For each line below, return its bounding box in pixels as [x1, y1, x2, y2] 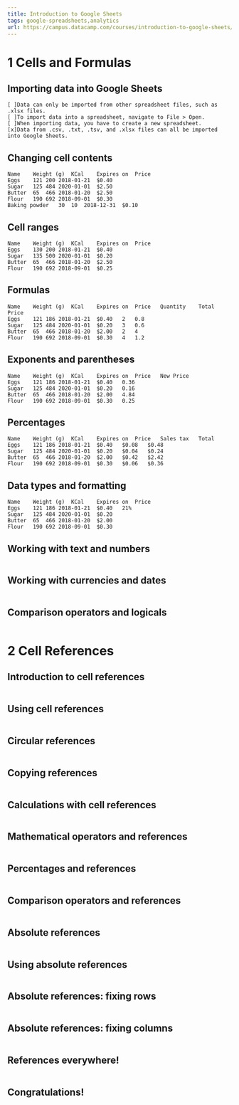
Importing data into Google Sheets [7, 83, 163, 95]
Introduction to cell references [7, 671, 145, 683]
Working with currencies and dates [7, 574, 166, 587]
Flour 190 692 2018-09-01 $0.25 [7, 265, 113, 272]
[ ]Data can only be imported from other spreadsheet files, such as [7, 101, 218, 109]
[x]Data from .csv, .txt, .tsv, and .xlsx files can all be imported [7, 126, 218, 134]
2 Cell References [7, 643, 115, 659]
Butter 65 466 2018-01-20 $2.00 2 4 [7, 328, 139, 335]
